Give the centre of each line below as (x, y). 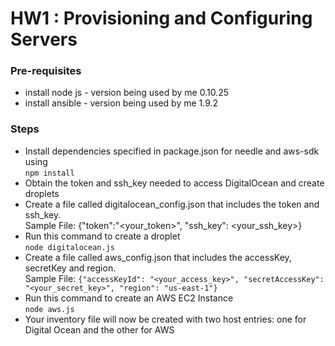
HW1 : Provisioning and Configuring (161, 18)
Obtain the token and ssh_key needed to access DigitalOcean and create (174, 183)
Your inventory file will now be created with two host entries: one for (165, 319)
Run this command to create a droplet (102, 236)
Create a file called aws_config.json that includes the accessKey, (158, 257)
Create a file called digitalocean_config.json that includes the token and (172, 204)
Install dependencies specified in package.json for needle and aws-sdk (172, 151)
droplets (42, 193)
